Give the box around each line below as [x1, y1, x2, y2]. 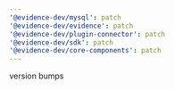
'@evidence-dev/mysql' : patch [9, 12, 122, 22]
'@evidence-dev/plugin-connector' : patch [9, 29, 166, 38]
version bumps [9, 70, 64, 81]
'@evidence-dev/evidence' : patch [9, 21, 134, 30]
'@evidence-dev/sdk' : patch [9, 37, 114, 47]
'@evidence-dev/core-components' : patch [9, 46, 162, 55]
